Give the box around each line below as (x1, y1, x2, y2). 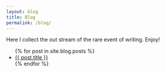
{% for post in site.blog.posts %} (14, 48, 95, 55)
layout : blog (6, 8, 39, 15)
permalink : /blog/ (6, 20, 52, 26)
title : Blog (6, 14, 36, 20)
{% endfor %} (14, 60, 49, 67)
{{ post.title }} (14, 54, 49, 61)
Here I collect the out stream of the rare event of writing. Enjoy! (6, 36, 160, 43)
